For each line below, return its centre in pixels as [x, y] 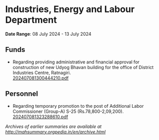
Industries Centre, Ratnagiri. [42, 73]
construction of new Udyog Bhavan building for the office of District [83, 67]
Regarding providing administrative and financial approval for [76, 62]
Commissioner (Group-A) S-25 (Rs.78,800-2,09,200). [68, 111]
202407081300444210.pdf [41, 78]
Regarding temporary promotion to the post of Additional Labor [78, 106]
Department [31, 20]
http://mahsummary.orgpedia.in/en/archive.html [56, 131]
